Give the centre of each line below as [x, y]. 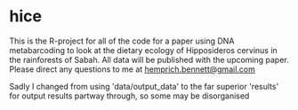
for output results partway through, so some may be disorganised [129, 96]
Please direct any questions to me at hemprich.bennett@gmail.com [132, 69]
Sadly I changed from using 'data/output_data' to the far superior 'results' [144, 86]
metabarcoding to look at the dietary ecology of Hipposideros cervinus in [143, 50]
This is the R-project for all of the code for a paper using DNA [122, 41]
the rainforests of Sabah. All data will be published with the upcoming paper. [149, 59]
